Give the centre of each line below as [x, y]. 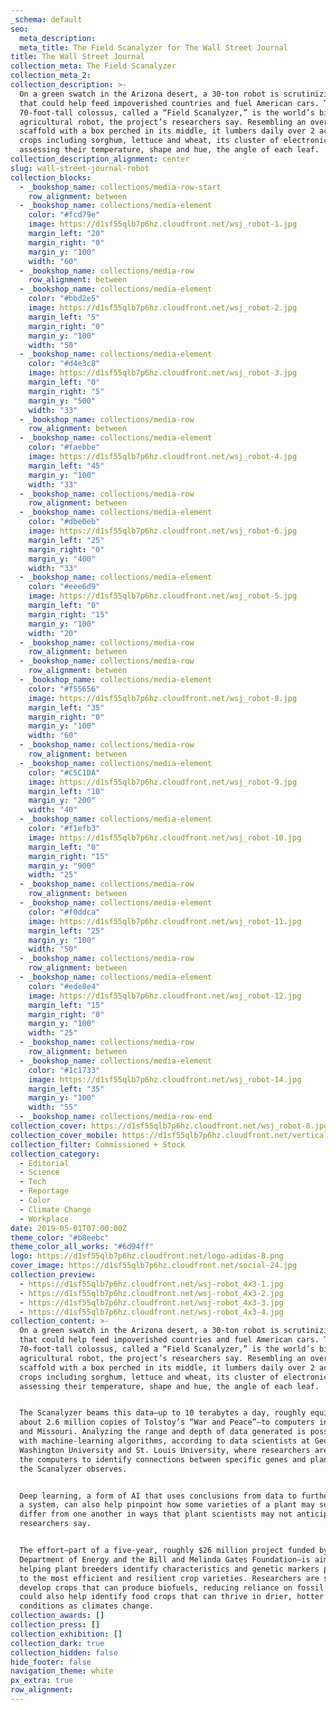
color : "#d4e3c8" [64, 364]
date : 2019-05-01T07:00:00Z [69, 1228]
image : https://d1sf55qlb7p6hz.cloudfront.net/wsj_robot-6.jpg [163, 531]
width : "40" [53, 810]
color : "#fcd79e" [64, 215]
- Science [39, 1172]
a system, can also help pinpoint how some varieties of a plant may [167, 1505]
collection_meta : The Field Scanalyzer [93, 66]
